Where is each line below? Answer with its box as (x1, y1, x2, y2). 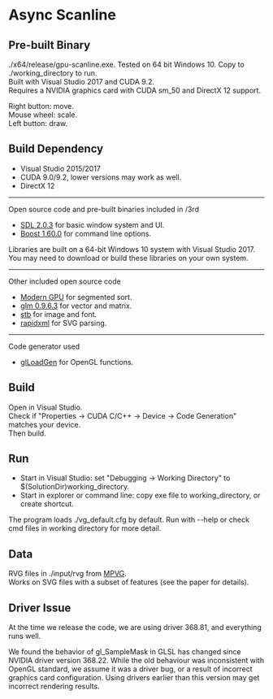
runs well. (8, 632, 41, 641)
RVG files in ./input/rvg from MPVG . (8, 569, 128, 579)
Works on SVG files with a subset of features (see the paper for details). (8, 577, 249, 587)
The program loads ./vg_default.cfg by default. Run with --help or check (8, 514, 250, 525)
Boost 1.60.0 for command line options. (19, 228, 152, 238)
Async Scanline (8, 6, 116, 24)
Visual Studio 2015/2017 (19, 163, 102, 173)
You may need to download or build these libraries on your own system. (8, 253, 249, 263)
